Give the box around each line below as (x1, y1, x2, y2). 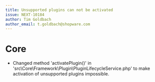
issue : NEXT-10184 (5, 12, 45, 17)
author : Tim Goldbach (5, 17, 52, 22)
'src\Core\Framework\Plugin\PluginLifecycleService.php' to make (12, 65, 150, 71)
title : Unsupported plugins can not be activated (5, 7, 114, 13)
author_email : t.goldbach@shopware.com (5, 21, 91, 27)
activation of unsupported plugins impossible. (12, 71, 109, 77)
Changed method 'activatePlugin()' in (12, 60, 92, 66)
